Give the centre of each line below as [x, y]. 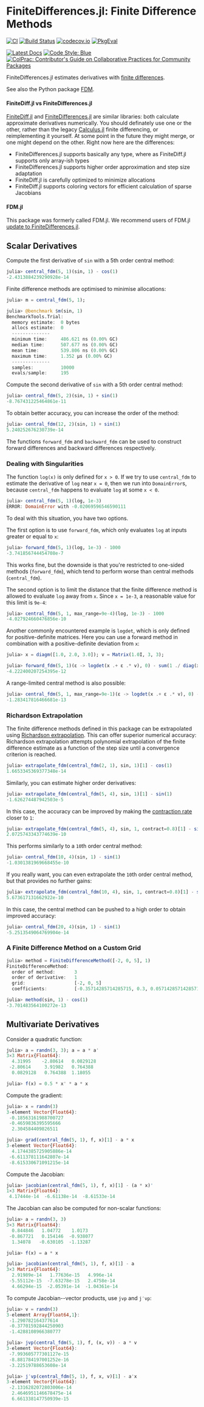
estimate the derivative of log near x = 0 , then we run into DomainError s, [97, 484]
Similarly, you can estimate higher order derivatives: [71, 782]
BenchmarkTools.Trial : [35, 317]
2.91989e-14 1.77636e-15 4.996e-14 [62, 1275]
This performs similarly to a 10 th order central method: [74, 846]
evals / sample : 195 [40, 373]
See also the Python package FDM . [50, 89]
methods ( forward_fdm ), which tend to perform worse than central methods [100, 571]
